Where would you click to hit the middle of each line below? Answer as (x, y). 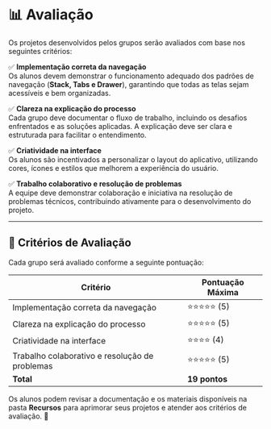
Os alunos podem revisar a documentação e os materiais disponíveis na (128, 398)
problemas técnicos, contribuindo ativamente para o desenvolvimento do (130, 201)
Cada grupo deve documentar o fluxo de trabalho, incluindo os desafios (128, 118)
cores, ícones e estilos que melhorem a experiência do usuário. (114, 168)
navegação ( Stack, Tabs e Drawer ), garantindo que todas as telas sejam (129, 84)
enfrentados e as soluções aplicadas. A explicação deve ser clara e (120, 126)
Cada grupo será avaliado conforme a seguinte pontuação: (106, 262)
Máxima (223, 292)
